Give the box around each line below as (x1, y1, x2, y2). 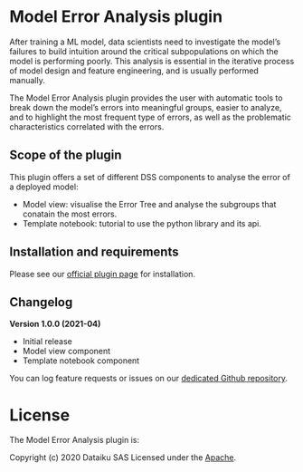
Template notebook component (22, 355, 140, 366)
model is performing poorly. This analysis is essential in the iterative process (9, 55, 295, 66)
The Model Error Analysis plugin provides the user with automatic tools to (9, 92, 283, 103)
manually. (9, 74, 45, 85)
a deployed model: (9, 181, 79, 192)
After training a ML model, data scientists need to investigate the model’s (9, 36, 281, 47)
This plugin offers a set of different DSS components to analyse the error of (9, 171, 291, 182)
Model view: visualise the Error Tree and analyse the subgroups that (22, 198, 277, 209)
